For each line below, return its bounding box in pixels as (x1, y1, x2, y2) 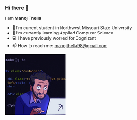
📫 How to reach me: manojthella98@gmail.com (12, 43, 108, 49)
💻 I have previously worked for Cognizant (12, 35, 96, 41)
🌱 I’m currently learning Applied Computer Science (12, 30, 114, 36)
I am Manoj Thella (5, 16, 42, 21)
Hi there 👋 (5, 4, 29, 11)
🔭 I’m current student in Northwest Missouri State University (12, 25, 132, 31)
